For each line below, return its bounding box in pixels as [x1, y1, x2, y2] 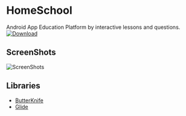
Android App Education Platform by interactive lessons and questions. [6, 23, 181, 31]
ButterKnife [14, 97, 43, 104]
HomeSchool [6, 4, 72, 17]
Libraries [6, 81, 40, 91]
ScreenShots [6, 47, 56, 58]
